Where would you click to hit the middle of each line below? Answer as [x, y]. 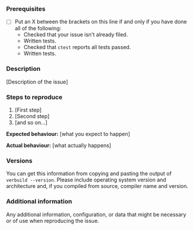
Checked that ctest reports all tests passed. [77, 47]
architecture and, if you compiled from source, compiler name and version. [97, 186]
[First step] [28, 110]
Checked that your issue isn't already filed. [76, 35]
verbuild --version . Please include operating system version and [86, 180]
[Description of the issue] [37, 82]
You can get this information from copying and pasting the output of [89, 174]
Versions [19, 160]
